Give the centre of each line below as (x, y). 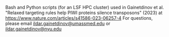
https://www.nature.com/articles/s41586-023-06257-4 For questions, (79, 18)
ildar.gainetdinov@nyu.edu (34, 29)
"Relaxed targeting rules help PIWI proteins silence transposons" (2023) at (84, 13)
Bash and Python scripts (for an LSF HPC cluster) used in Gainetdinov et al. (85, 7)
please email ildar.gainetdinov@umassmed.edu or (58, 23)
